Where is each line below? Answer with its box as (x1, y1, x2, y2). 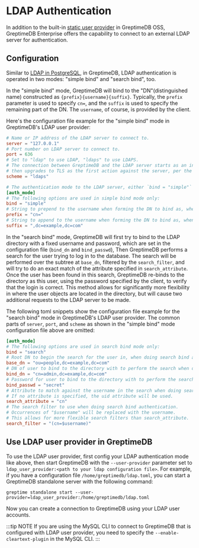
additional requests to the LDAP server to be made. (6, 296, 131, 303)
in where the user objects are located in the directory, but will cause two (6, 290, 182, 297)
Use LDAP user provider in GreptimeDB (6, 437, 153, 447)
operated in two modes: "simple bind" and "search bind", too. (6, 75, 156, 82)
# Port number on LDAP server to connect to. (6, 146, 120, 152)
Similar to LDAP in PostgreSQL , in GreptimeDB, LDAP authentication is (6, 69, 176, 76)
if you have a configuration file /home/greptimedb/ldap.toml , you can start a (6, 472, 191, 479)
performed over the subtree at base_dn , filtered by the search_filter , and (6, 259, 185, 266)
